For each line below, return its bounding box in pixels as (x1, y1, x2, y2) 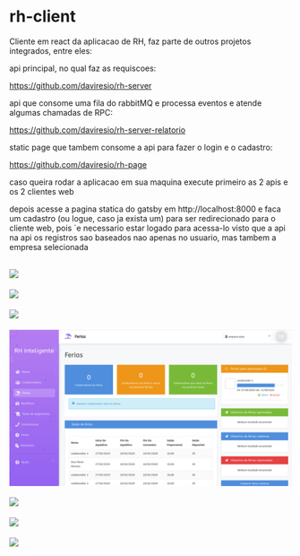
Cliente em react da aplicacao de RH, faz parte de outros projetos (9, 36, 252, 47)
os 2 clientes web (9, 186, 74, 196)
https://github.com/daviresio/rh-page (9, 159, 148, 169)
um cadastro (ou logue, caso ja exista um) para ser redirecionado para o (9, 213, 276, 223)
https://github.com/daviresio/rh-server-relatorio (9, 124, 186, 135)
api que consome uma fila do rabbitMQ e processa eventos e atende (9, 97, 262, 109)
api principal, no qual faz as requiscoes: (9, 63, 157, 74)
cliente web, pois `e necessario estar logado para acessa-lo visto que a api (9, 222, 287, 233)
